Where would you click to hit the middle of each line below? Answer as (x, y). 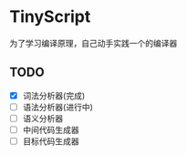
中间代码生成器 (51, 129)
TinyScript (50, 17)
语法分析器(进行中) (57, 107)
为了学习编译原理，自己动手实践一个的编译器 (93, 43)
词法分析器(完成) (53, 95)
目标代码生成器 (51, 141)
